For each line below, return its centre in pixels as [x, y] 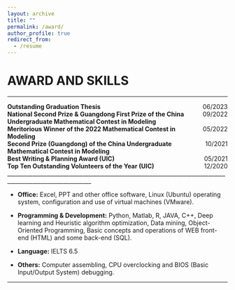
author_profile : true [39, 33]
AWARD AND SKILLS [68, 81]
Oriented [30, 230]
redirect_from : [29, 40]
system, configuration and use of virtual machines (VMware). [106, 202]
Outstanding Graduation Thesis [54, 106]
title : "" [22, 20]
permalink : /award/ [36, 27]
